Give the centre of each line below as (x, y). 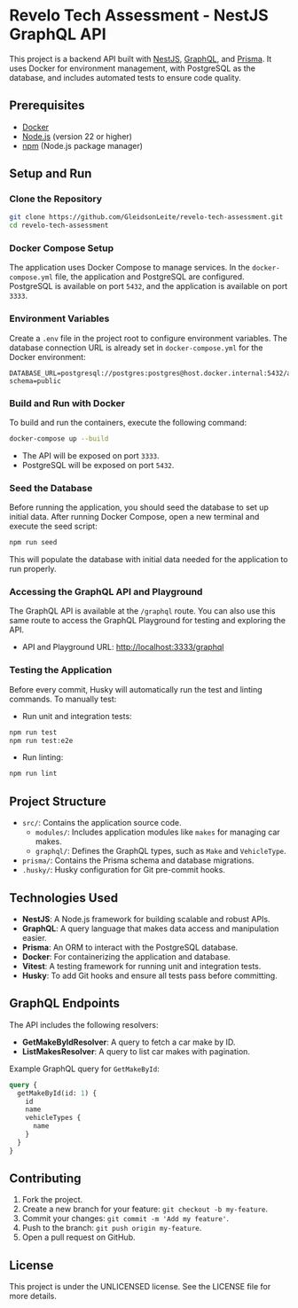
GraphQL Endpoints (64, 1003)
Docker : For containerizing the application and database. (126, 956)
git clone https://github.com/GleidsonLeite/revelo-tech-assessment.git (146, 217)
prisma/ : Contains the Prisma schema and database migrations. (138, 860)
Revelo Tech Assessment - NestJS (139, 16)
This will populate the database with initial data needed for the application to (149, 560)
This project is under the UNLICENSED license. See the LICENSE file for (140, 1287)
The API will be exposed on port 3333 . (90, 455)
